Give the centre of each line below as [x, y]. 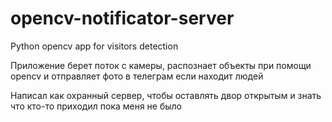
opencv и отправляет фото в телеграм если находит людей [137, 76]
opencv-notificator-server [122, 18]
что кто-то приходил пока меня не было [96, 106]
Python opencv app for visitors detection [94, 46]
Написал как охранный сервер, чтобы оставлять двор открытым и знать [166, 95]
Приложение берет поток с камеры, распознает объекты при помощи [161, 65]
